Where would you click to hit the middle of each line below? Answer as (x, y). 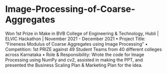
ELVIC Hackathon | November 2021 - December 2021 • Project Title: (75, 39)
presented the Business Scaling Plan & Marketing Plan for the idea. (74, 65)
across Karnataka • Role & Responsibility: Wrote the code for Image (75, 54)
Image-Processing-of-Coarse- (70, 9)
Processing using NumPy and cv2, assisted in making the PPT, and (74, 60)
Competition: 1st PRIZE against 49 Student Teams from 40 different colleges (83, 49)
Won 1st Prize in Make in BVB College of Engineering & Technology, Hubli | (82, 33)
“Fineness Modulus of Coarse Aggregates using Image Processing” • (76, 44)
